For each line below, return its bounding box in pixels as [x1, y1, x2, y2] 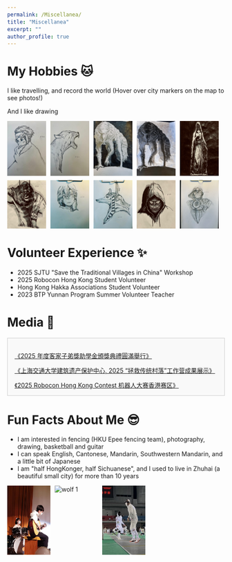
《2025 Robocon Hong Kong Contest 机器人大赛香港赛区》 [14, 381, 180, 389]
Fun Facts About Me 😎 [7, 412, 140, 428]
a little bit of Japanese [17, 457, 81, 465]
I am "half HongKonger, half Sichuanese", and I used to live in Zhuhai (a [17, 464, 220, 473]
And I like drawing [7, 107, 59, 115]
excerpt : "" [7, 26, 41, 32]
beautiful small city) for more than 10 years [17, 471, 139, 480]
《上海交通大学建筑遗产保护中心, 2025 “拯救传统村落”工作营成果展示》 [14, 366, 215, 375]
